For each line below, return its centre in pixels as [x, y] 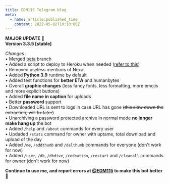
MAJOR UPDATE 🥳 [25, 38]
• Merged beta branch [29, 59]
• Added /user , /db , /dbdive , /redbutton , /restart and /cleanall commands [84, 156]
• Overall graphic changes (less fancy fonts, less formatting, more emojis [82, 86]
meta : [11, 15]
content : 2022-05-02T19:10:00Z [47, 24]
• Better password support [34, 102]
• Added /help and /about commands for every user [60, 129]
